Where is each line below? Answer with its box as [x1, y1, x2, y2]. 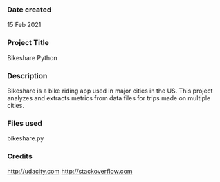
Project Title [7, 38, 50, 48]
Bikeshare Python [7, 53, 57, 62]
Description [7, 71, 48, 80]
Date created [7, 5, 52, 15]
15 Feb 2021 [7, 21, 42, 29]
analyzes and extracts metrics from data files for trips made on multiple [7, 93, 211, 102]
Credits [7, 152, 33, 161]
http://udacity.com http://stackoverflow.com [7, 167, 133, 176]
